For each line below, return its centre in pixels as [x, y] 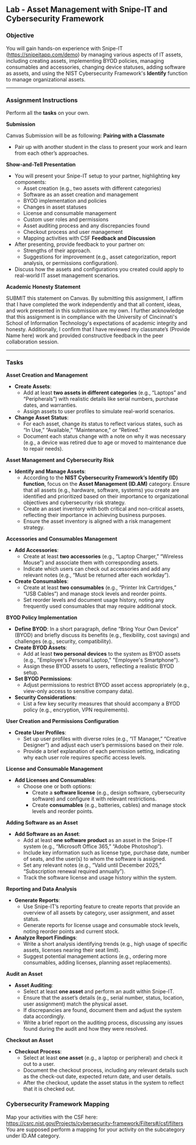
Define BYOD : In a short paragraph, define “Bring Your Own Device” [97, 629]
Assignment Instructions [42, 100]
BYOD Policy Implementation [42, 618]
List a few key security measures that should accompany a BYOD [101, 704]
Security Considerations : [45, 697]
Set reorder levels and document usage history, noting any [94, 600]
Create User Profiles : [40, 732]
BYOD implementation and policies [65, 200]
